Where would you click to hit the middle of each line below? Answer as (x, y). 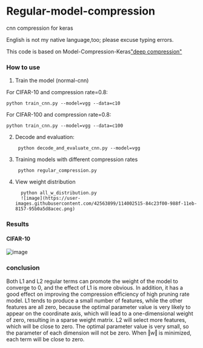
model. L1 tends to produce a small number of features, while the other (95, 300)
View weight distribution (45, 182)
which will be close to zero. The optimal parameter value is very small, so (98, 326)
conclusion (23, 268)
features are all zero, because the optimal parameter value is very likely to (98, 307)
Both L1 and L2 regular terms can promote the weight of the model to (92, 281)
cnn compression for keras (40, 28)
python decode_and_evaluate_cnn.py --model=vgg (79, 148)
